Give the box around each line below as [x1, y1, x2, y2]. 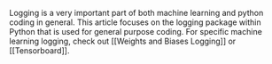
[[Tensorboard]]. [9, 45, 70, 56]
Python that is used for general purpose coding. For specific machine [9, 27, 263, 36]
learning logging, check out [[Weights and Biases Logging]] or [9, 36, 237, 46]
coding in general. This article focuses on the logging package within [9, 17, 261, 28]
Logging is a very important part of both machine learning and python [9, 8, 264, 18]
